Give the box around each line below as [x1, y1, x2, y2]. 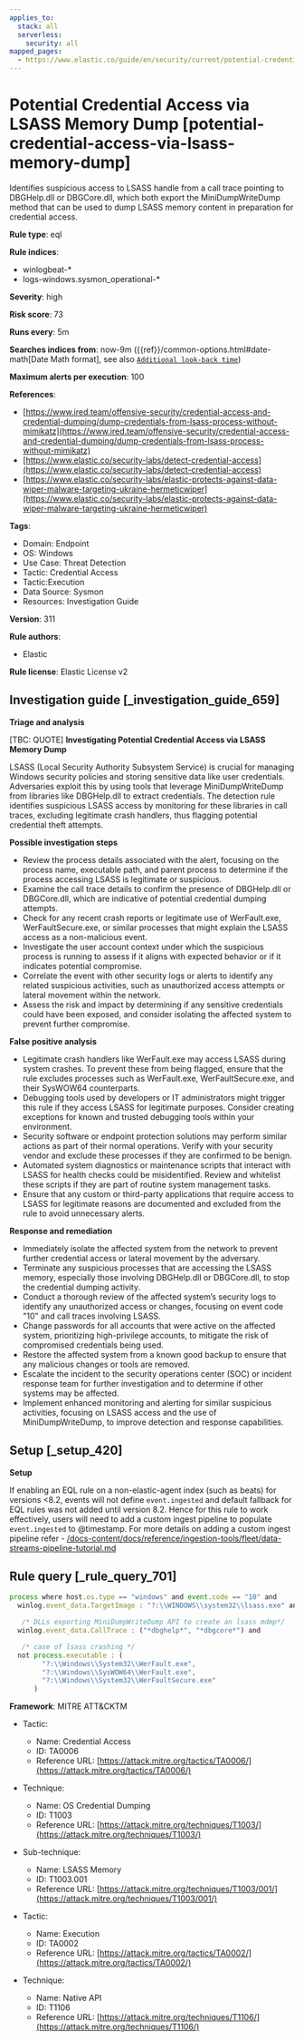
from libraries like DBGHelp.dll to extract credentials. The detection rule [9, 790, 276, 801]
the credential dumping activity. [22, 1281, 141, 1292]
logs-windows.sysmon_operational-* [22, 273, 161, 284]
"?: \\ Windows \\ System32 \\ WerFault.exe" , [42, 1659, 196, 1668]
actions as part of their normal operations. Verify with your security [22, 1140, 273, 1151]
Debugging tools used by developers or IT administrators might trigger [22, 1092, 286, 1103]
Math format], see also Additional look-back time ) [50, 353, 242, 364]
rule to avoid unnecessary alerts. [22, 1208, 146, 1219]
